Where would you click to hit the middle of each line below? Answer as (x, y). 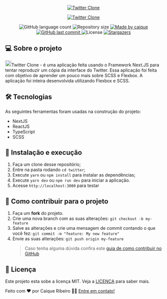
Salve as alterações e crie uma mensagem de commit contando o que (84, 228)
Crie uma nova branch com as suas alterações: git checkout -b (78, 218)
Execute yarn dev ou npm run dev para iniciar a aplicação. (71, 180)
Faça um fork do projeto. (38, 213)
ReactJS (21, 126)
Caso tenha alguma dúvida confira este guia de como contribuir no (93, 248)
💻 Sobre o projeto (34, 49)
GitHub (32, 254)
